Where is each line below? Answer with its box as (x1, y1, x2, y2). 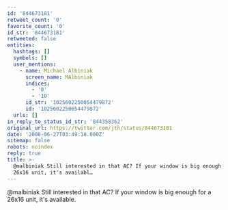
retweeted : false (7, 36, 57, 42)
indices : (25, 80, 51, 87)
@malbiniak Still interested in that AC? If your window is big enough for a (7, 187, 212, 196)
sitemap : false (7, 137, 51, 144)
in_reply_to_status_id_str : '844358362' (7, 118, 124, 125)
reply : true (7, 150, 41, 157)
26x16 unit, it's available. (7, 195, 76, 203)
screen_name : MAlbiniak (25, 73, 94, 81)
